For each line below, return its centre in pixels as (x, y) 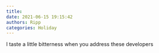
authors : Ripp (24, 22)
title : (14, 11)
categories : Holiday (32, 28)
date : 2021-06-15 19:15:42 (39, 17)
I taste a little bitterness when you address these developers (80, 44)
